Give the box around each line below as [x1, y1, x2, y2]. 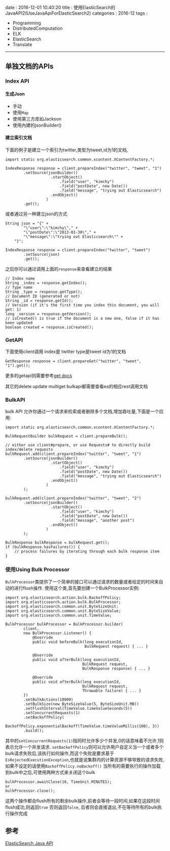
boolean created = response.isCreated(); [5, 325, 94, 330]
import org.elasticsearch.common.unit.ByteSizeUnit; [5, 604, 119, 609]
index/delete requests [5, 447, 53, 452]
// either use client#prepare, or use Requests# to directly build [5, 443, 151, 448]
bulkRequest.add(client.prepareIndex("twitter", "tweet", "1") [5, 451, 142, 457]
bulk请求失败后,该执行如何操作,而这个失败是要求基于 [5, 750, 114, 756]
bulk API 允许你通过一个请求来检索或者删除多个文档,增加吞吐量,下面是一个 [5, 408, 159, 414]
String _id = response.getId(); [5, 298, 73, 303]
